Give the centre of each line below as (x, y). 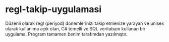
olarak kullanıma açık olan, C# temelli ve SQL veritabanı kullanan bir (75, 28)
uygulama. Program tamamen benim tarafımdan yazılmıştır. (66, 34)
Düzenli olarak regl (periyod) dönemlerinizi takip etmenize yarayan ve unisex (85, 23)
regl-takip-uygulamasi (53, 9)
